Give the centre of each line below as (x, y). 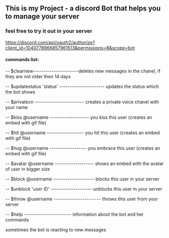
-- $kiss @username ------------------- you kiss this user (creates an (79, 117)
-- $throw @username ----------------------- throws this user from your (82, 199)
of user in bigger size (28, 169)
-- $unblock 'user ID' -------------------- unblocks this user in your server (84, 189)
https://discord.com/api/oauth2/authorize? (50, 42)
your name (17, 107)
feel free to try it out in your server (49, 31)
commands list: (22, 60)
